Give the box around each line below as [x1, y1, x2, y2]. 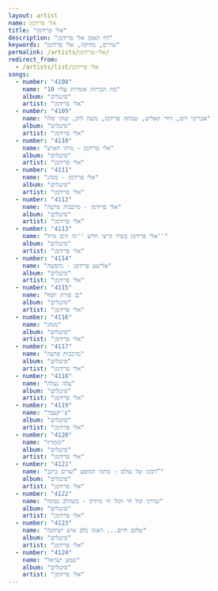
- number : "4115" [15, 284, 73, 292]
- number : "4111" [15, 166, 73, 174]
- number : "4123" [15, 519, 73, 527]
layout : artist [8, 11, 58, 20]
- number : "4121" [15, 460, 73, 468]
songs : [8, 70, 30, 78]
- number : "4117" [15, 343, 73, 350]
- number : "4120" [15, 430, 73, 439]
